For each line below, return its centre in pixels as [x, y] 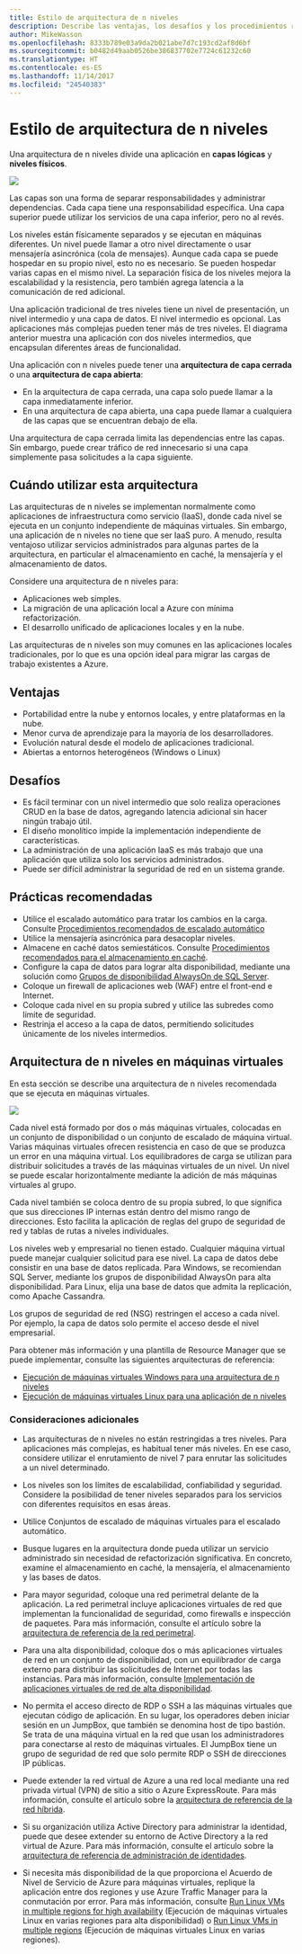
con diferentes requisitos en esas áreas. [96, 1503]
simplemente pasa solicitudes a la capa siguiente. [101, 457]
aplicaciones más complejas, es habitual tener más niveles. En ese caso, [157, 1448]
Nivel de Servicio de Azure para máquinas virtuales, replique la [139, 1882]
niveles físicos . [38, 164]
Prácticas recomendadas [81, 897]
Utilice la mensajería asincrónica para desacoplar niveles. [129, 938]
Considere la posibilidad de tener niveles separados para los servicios [152, 1494]
